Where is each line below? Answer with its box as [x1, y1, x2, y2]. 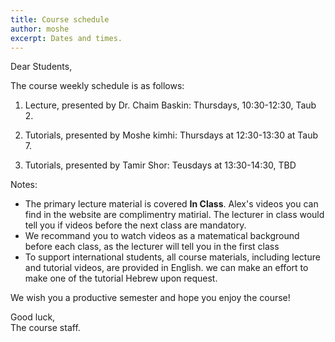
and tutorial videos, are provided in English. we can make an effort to [24, 262, 309, 274]
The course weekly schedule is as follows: [10, 80, 185, 92]
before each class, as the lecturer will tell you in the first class [24, 241, 280, 253]
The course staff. [10, 322, 81, 334]
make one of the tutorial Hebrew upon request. [24, 272, 218, 285]
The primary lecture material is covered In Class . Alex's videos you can [24, 198, 319, 210]
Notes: [10, 179, 38, 191]
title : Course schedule [10, 14, 110, 25]
